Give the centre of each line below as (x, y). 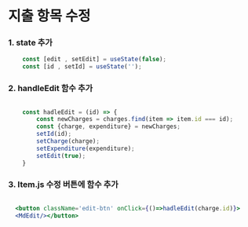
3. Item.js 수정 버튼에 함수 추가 (64, 185)
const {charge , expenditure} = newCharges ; (108, 126)
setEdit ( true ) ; (61, 156)
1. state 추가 (31, 42)
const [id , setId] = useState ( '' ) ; (82, 67)
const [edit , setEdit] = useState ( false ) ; (95, 60)
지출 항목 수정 (49, 16)
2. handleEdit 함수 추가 (51, 89)
